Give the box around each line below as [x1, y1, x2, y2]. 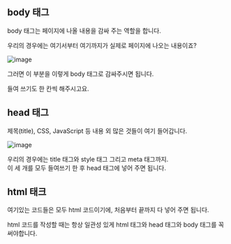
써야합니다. [7, 229, 38, 238]
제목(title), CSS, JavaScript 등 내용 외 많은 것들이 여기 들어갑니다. [7, 126, 188, 135]
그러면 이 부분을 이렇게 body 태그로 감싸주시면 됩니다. [7, 69, 154, 78]
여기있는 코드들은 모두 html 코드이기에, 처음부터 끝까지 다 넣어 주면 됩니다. [7, 206, 209, 214]
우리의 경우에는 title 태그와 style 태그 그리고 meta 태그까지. [7, 155, 169, 163]
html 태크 [7, 186, 47, 198]
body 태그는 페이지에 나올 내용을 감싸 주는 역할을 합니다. [7, 26, 162, 35]
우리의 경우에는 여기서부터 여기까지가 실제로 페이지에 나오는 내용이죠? [7, 41, 197, 49]
